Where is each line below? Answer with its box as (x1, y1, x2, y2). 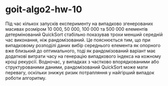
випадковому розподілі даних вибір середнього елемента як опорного (5, 42, 161, 48)
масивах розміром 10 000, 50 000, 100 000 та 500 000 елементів (5, 26, 148, 32)
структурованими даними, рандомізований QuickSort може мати (5, 64, 148, 70)
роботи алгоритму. (5, 75, 47, 81)
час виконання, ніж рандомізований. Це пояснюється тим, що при (5, 37, 151, 43)
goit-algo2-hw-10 (5, 4, 83, 15)
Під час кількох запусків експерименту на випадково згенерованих (5, 20, 153, 27)
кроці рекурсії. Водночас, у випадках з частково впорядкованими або (5, 58, 159, 64)
